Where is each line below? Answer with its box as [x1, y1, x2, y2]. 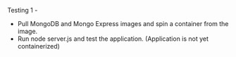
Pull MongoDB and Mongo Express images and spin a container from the [17, 20, 229, 27]
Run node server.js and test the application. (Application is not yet [17, 34, 209, 43]
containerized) [17, 42, 60, 50]
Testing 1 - [7, 6, 38, 14]
